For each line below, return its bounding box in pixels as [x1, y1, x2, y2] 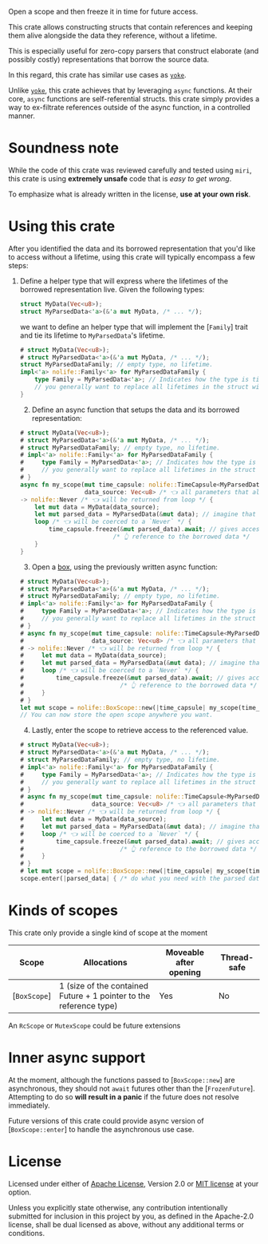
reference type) [58, 1000, 118, 1011]
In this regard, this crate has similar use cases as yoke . [8, 70, 187, 79]
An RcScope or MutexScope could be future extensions [8, 1020, 181, 1030]
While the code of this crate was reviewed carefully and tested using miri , [8, 165, 252, 175]
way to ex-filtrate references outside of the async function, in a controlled [8, 103, 251, 112]
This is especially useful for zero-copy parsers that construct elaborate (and [8, 46, 259, 55]
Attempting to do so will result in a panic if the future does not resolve [8, 1091, 239, 1101]
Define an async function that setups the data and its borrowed [31, 405, 240, 414]
